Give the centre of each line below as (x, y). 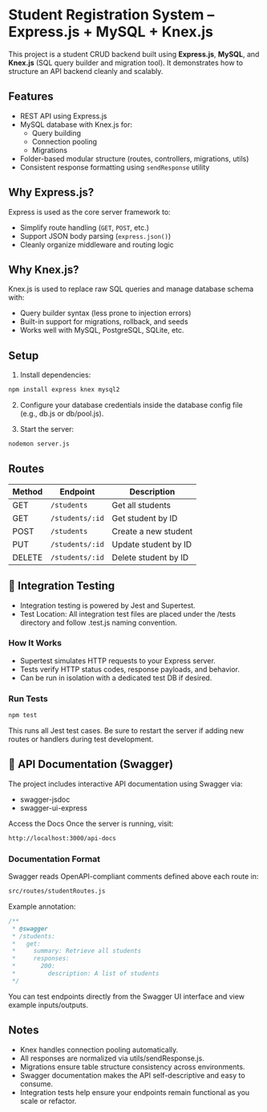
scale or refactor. (48, 1101)
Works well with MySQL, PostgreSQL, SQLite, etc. (102, 330)
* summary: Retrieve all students (77, 951)
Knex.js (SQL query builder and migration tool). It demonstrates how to (125, 63)
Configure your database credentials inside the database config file (131, 405)
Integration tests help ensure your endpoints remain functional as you (135, 1092)
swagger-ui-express (54, 808)
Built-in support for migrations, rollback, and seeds (104, 322)
